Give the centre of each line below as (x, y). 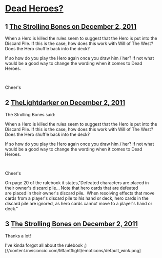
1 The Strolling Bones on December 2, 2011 (71, 27)
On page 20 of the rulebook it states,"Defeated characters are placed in (77, 183)
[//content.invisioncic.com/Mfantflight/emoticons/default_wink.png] (73, 250)
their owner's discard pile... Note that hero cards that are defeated (71, 188)
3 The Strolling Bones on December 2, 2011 (71, 224)
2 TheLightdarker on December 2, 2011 (65, 103)
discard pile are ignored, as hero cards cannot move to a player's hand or (79, 203)
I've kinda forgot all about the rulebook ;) (46, 245)
